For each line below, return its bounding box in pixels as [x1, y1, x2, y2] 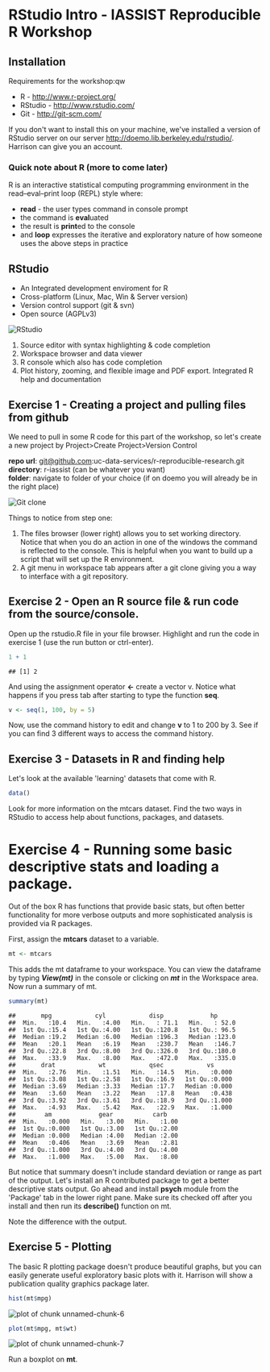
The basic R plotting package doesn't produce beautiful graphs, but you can [8, 1262, 262, 1271]
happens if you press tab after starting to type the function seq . [8, 690, 220, 700]
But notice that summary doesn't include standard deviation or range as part [8, 1166, 262, 1176]
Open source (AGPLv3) [19, 309, 97, 319]
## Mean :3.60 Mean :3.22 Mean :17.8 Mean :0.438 [8, 1089, 232, 1097]
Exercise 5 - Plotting [8, 1240, 112, 1254]
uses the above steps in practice [19, 239, 129, 248]
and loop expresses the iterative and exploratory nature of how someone [19, 230, 263, 239]
